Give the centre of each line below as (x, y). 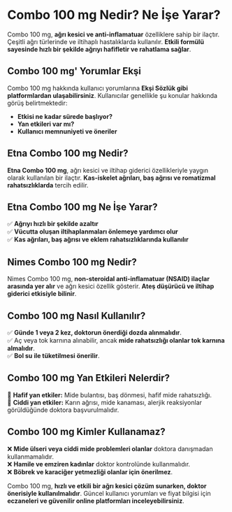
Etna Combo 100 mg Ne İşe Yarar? (82, 207)
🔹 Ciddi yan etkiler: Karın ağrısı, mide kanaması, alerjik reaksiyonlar (105, 402)
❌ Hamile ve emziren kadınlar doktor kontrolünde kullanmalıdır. (99, 464)
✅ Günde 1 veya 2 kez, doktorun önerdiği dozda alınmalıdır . (94, 333)
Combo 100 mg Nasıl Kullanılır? (77, 316)
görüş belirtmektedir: (37, 103)
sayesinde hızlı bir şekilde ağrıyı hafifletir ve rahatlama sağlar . (99, 49)
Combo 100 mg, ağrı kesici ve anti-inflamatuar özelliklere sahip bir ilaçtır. (114, 34)
